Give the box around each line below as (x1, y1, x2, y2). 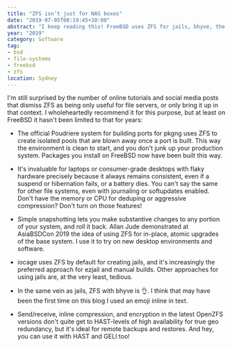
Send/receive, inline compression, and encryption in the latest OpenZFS (17, 310, 224, 319)
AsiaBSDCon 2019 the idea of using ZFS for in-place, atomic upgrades (17, 230, 219, 238)
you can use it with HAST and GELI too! (17, 332, 130, 341)
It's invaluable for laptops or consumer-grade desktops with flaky (17, 164, 205, 173)
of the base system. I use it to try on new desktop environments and (17, 237, 213, 246)
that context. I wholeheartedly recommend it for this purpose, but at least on (7, 108, 226, 117)
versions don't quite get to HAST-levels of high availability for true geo (17, 317, 219, 326)
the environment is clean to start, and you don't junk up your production (17, 144, 224, 153)
